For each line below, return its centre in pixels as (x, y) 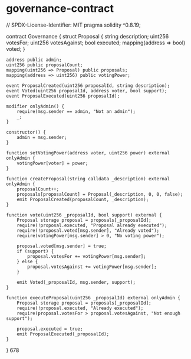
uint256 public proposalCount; (45, 65)
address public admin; (34, 60)
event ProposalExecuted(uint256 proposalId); (63, 96)
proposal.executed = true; (50, 329)
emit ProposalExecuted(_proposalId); (63, 334)
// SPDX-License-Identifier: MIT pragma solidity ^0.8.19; (74, 25)
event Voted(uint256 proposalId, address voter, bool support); (87, 90)
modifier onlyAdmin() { (35, 106)
